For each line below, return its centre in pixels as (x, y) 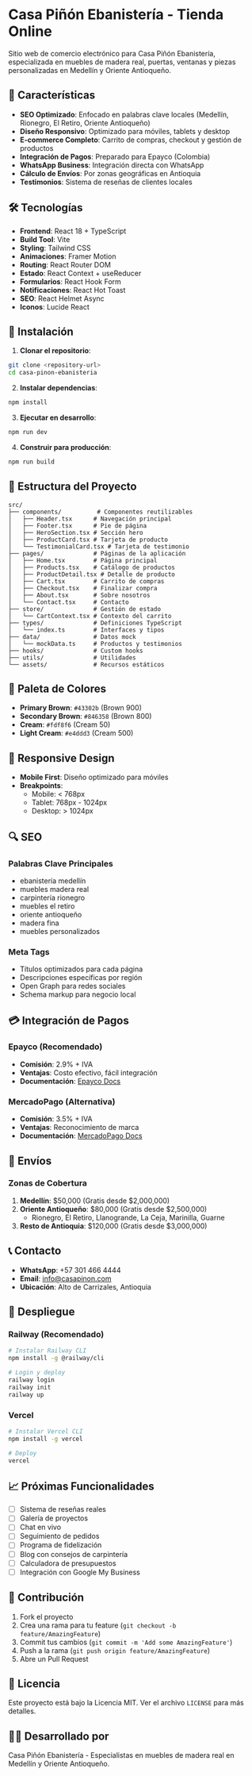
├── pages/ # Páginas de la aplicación (97, 553)
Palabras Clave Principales (61, 863)
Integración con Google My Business (80, 1572)
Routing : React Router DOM (65, 264)
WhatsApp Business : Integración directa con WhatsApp (112, 165)
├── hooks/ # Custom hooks (76, 651)
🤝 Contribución (46, 1598)
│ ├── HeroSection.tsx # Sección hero (76, 532)
